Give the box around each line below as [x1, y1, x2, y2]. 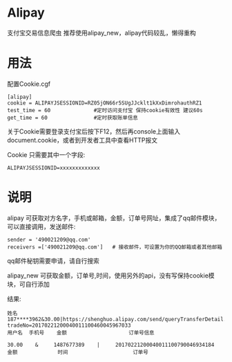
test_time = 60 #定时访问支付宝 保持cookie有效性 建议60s [7, 107, 203, 114]
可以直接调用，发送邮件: [7, 222, 76, 230]
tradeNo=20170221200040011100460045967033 [7, 322, 131, 329]
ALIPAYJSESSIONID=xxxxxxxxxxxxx [7, 164, 100, 171]
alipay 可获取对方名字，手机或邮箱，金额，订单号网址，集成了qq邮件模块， [7, 213, 221, 222]
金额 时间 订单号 [7, 348, 148, 356]
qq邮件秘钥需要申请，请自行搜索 [7, 256, 100, 264]
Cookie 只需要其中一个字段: [7, 150, 86, 159]
